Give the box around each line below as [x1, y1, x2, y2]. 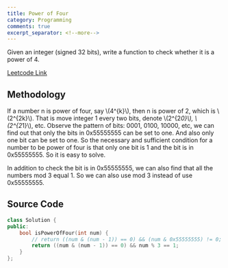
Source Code [7, 199, 64, 210]
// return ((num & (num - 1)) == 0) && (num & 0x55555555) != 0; [31, 236, 223, 243]
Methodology [7, 89, 66, 100]
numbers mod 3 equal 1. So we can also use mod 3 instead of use [7, 171, 193, 179]
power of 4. [7, 56, 40, 64]
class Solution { [7, 216, 57, 223]
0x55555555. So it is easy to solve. [7, 150, 106, 159]
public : [7, 223, 29, 230]
